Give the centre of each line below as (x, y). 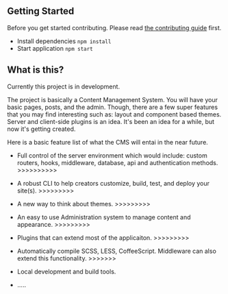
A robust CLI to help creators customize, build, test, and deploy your (113, 183)
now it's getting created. (41, 129)
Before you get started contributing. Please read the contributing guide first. (114, 27)
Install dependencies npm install (64, 41)
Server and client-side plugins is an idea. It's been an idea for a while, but (111, 121)
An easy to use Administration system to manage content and (104, 217)
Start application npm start (55, 48)
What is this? (36, 70)
